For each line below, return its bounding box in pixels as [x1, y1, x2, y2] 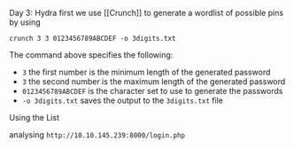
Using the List [9, 113, 60, 122]
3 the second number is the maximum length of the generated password [21, 76, 286, 87]
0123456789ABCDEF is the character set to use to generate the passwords [21, 86, 283, 96]
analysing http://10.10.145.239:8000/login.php [9, 129, 186, 140]
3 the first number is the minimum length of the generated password [21, 67, 271, 77]
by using [9, 17, 42, 27]
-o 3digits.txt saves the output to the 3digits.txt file [21, 95, 224, 106]
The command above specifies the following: [9, 50, 174, 60]
